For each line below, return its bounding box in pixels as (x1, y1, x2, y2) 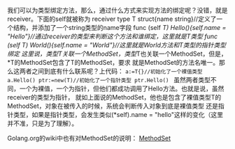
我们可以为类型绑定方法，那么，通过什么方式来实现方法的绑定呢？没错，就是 (7, 6, 228, 14)
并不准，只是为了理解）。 (7, 119, 78, 127)
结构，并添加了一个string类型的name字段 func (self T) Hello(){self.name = (13, 24, 227, 31)
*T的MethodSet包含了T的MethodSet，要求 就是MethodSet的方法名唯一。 (7, 58, 220, 66)
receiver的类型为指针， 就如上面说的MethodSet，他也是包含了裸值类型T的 (7, 93, 222, 101)
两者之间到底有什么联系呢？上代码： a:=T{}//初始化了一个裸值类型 (19, 67, 203, 75)
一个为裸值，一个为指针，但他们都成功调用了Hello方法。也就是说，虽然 (19, 84, 225, 93)
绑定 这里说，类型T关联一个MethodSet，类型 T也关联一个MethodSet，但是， (7, 49, 227, 58)
